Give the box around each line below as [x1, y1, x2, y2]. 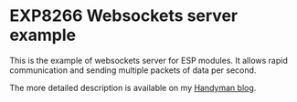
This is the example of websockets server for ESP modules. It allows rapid [9, 55, 288, 66]
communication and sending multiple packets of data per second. [9, 65, 257, 76]
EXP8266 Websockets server [9, 5, 239, 26]
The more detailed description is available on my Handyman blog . [9, 82, 257, 93]
